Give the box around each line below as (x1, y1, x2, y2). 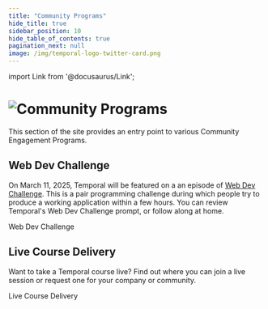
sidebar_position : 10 (8, 27, 82, 35)
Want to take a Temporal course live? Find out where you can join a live (8, 266, 245, 276)
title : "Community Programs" (8, 11, 107, 20)
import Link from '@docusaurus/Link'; (8, 72, 135, 81)
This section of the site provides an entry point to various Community (8, 126, 240, 136)
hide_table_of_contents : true (8, 34, 111, 43)
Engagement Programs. (8, 135, 87, 145)
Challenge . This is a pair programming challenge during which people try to (8, 188, 261, 198)
